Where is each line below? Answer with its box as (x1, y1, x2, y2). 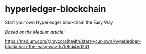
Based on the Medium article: (5, 29, 65, 35)
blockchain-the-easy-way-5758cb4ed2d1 (5, 43, 89, 49)
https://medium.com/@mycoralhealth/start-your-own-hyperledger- (5, 38, 141, 44)
